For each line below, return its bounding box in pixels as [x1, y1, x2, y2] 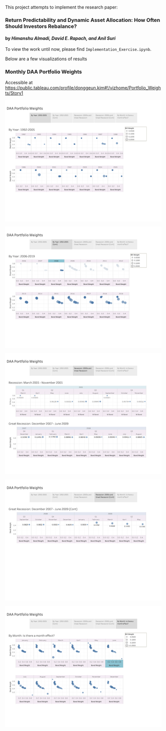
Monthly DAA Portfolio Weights [5, 68, 82, 75]
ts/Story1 [5, 90, 23, 96]
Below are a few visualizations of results [5, 56, 88, 62]
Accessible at [5, 80, 33, 86]
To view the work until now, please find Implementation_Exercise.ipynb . [5, 46, 152, 52]
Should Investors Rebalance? [5, 22, 77, 29]
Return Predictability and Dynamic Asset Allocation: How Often [5, 16, 160, 23]
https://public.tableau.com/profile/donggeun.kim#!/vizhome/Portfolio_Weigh [5, 85, 161, 91]
